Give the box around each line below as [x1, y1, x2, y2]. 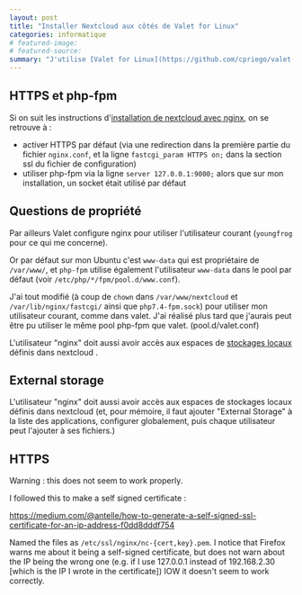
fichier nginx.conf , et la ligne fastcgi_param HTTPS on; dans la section [22, 149, 282, 159]
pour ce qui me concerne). [9, 237, 108, 248]
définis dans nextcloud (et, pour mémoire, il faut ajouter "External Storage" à [9, 406, 293, 417]
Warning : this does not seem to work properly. [9, 475, 183, 486]
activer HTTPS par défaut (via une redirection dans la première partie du [22, 139, 290, 149]
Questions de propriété [9, 203, 142, 219]
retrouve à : [9, 122, 52, 132]
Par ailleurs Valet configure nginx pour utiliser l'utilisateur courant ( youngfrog [9, 227, 293, 239]
